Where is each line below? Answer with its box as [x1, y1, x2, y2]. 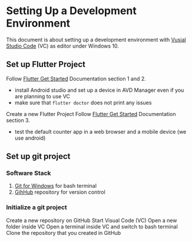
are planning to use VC [14, 92, 71, 100]
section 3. [6, 117, 31, 124]
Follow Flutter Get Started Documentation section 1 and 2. [6, 75, 146, 82]
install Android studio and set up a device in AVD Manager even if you [14, 87, 184, 94]
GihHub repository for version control [14, 188, 106, 195]
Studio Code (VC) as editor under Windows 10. [6, 42, 120, 49]
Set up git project [6, 151, 71, 161]
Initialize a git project [6, 203, 68, 211]
